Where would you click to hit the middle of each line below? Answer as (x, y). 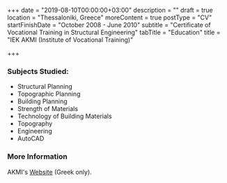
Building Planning (42, 101)
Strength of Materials (48, 109)
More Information (37, 156)
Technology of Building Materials (65, 116)
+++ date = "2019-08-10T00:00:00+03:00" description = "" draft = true (110, 10)
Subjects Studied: (38, 71)
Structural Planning (45, 87)
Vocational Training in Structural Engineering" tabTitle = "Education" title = (114, 32)
